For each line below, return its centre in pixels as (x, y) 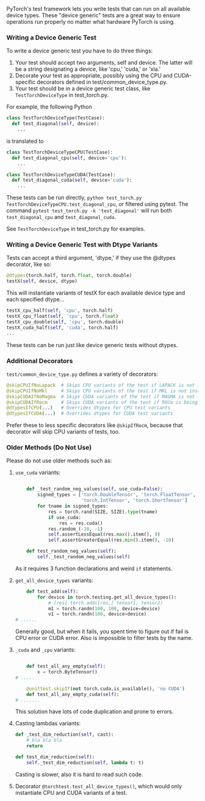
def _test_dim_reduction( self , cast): (64, 735)
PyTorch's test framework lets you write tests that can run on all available (98, 9)
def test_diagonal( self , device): (56, 124)
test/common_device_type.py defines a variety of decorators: (82, 374)
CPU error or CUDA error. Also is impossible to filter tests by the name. (104, 638)
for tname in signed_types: (73, 506)
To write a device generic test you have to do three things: (80, 51)
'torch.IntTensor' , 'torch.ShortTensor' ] (134, 501)
